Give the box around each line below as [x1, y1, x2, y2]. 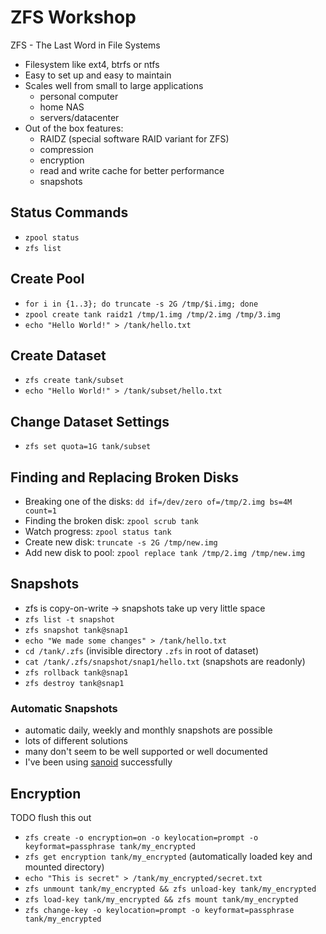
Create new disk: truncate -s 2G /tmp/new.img [24, 536, 218, 548]
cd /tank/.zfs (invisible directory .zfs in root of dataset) [24, 644, 259, 656]
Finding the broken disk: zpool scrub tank [24, 515, 199, 526]
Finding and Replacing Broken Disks [10, 469, 239, 486]
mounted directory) [24, 861, 105, 873]
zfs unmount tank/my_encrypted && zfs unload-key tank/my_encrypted [24, 884, 317, 894]
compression [39, 143, 94, 155]
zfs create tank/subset [24, 376, 125, 386]
